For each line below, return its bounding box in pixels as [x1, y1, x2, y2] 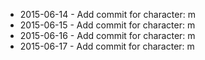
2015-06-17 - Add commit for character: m [19, 40, 195, 52]
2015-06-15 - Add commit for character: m [19, 19, 196, 31]
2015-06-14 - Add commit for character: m [19, 9, 196, 20]
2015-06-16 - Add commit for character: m [19, 30, 196, 41]
